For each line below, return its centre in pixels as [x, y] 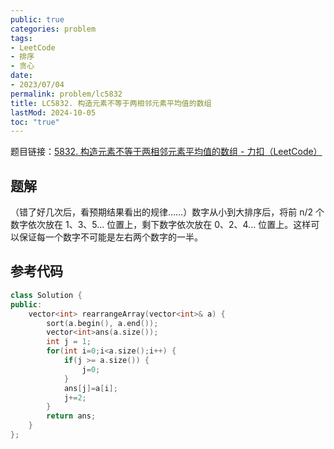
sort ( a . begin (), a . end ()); [102, 323]
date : [21, 76]
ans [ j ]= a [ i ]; [90, 388]
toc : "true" [35, 122]
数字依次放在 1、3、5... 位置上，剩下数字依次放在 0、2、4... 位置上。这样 [161, 225]
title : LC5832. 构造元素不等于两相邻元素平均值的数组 [111, 103]
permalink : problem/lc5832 [66, 94]
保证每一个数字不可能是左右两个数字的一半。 [110, 237]
